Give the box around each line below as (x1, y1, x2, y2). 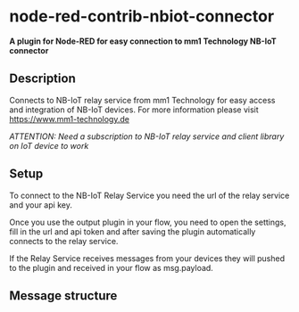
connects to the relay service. (9, 235, 119, 246)
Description (9, 71, 76, 86)
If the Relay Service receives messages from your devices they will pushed (9, 252, 286, 264)
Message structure (9, 288, 118, 303)
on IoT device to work (9, 140, 89, 151)
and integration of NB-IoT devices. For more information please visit (9, 104, 259, 115)
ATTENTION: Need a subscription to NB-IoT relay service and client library (9, 131, 285, 142)
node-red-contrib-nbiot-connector (9, 6, 275, 27)
